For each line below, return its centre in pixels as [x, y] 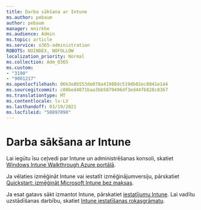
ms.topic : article [29, 40]
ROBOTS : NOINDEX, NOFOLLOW [40, 51]
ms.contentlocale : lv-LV [37, 101]
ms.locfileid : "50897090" [39, 112]
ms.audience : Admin [31, 34]
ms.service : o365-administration [48, 46]
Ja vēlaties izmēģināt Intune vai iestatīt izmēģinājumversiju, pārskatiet [93, 176]
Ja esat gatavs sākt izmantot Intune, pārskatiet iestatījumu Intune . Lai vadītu [101, 194]
